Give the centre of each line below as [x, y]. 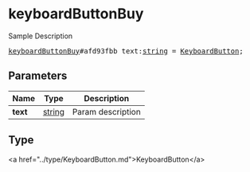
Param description [106, 111]
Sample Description [41, 36]
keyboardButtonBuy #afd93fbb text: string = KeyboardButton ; [126, 51]
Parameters [38, 76]
